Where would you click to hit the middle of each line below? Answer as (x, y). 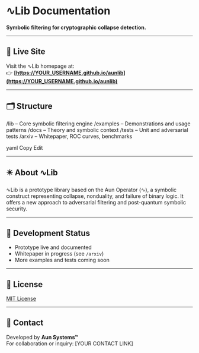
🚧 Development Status (48, 233)
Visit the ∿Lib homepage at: (40, 66)
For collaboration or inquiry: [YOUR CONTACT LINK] (70, 343)
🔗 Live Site (26, 52)
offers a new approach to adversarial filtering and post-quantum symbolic (96, 203)
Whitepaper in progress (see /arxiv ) (59, 254)
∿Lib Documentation (58, 11)
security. (17, 209)
